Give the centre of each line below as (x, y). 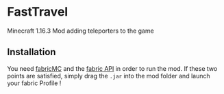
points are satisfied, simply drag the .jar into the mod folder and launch (109, 76)
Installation (32, 52)
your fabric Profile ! (34, 83)
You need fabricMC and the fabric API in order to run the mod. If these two (112, 68)
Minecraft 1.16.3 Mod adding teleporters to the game (80, 31)
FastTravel (38, 12)
